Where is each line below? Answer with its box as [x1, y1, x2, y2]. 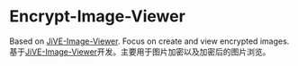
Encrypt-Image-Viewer [9, 6, 186, 27]
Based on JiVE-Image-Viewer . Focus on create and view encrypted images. [9, 36, 290, 46]
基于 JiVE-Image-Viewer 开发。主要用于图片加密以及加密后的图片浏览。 [9, 46, 271, 57]
